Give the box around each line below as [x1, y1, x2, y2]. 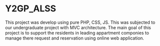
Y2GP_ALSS [5, 3, 56, 14]
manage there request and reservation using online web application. [5, 35, 145, 41]
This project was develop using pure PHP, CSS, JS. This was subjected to [5, 19, 156, 25]
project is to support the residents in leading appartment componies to [5, 30, 150, 36]
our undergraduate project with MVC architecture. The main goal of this [5, 24, 151, 30]
